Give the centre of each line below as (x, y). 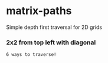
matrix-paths (39, 11)
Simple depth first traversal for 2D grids (54, 27)
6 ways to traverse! (32, 55)
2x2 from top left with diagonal (51, 42)
